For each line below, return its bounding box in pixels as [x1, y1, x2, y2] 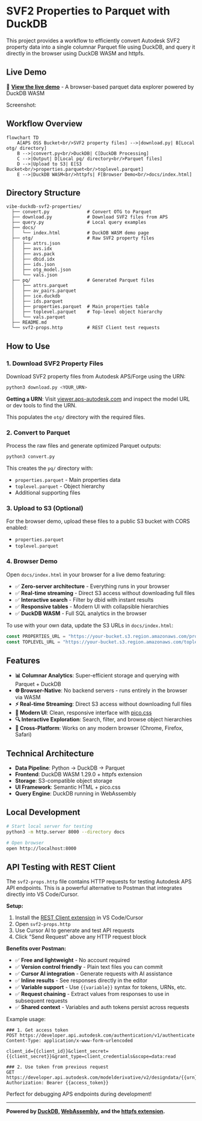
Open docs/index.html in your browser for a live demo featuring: [6, 570, 166, 578]
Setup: [6, 903, 23, 910]
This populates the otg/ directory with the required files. [6, 413, 145, 421]
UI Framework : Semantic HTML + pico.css [14, 783, 121, 791]
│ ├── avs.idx [11, 246, 52, 252]
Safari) [14, 731, 32, 738]
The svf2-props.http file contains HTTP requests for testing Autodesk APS [6, 878, 192, 885]
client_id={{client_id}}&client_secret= [6, 1048, 109, 1054]
